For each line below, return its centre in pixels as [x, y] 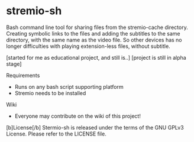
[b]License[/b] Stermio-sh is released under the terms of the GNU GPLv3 [95, 127]
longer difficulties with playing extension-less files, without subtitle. [88, 46]
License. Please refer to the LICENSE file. [56, 134]
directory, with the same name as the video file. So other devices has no [94, 40]
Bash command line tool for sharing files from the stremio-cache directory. [97, 27]
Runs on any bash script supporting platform [69, 86]
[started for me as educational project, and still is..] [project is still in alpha [96, 57]
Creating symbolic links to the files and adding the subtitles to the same [93, 33]
